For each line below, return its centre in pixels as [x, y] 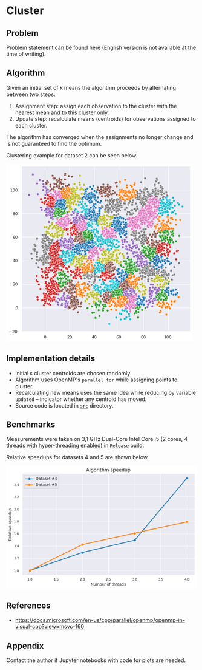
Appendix [25, 645]
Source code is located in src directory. [64, 405]
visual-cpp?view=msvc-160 [50, 627]
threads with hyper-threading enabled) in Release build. [75, 446]
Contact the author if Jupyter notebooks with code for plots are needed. [96, 660]
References [28, 606]
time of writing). [26, 54]
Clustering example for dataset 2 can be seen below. [72, 155]
